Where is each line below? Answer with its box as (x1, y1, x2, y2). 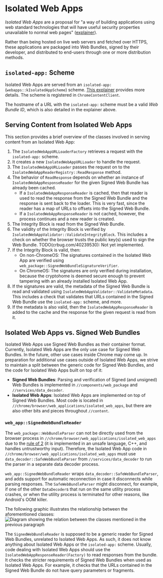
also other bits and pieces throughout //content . (12, 408, 109, 414)
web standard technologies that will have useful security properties (5, 24, 140, 30)
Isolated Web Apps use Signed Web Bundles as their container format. (5, 341, 146, 347)
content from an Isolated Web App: (5, 139, 75, 144)
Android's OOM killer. (5, 496, 48, 502)
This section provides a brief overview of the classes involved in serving (5, 134, 150, 140)
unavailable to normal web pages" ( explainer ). (5, 29, 97, 35)
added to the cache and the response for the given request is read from (12, 309, 156, 315)
